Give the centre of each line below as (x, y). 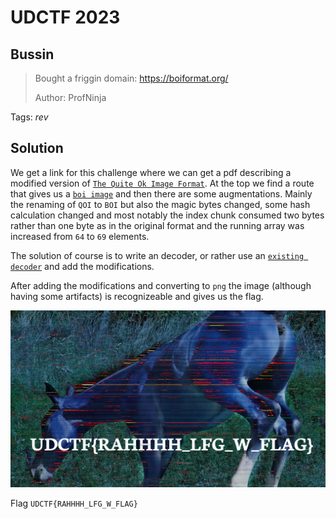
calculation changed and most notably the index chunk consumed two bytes (167, 215)
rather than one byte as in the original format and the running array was (157, 225)
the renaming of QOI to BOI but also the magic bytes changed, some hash (160, 204)
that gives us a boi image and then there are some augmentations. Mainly (161, 193)
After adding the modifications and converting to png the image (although (161, 285)
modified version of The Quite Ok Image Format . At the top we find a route (162, 183)
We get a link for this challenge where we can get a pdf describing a (151, 172)
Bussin (32, 54)
